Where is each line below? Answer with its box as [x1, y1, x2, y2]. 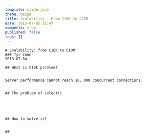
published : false [5, 30, 41, 35]
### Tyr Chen [5, 52, 32, 57]
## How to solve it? [5, 116, 47, 121]
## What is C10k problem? [5, 65, 58, 70]
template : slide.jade [5, 7, 49, 12]
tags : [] [5, 35, 23, 40]
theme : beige [5, 12, 32, 17]
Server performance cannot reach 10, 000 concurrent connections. [5, 78, 143, 83]
